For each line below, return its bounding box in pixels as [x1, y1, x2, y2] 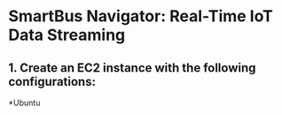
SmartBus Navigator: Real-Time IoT [8, 6, 274, 27]
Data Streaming [8, 25, 126, 45]
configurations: [8, 73, 97, 89]
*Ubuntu [8, 97, 41, 108]
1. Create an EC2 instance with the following [8, 60, 256, 75]
